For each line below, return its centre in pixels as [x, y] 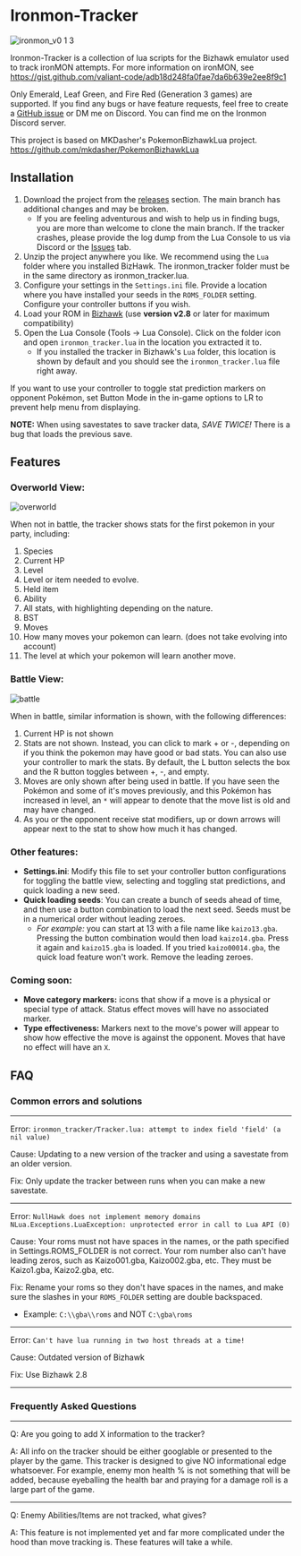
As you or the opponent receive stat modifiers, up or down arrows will [151, 819]
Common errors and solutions [76, 1101]
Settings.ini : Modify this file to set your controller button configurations [155, 872]
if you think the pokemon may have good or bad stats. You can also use [155, 752]
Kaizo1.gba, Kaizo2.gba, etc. [62, 1270]
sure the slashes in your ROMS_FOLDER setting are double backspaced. [136, 1297]
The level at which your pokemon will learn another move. [129, 656]
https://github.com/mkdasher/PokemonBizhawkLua [105, 150]
